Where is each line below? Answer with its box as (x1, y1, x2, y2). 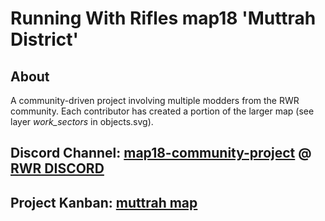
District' (10, 28, 80, 51)
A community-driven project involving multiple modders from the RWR (10, 95, 300, 106)
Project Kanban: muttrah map (10, 194, 198, 211)
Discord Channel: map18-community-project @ (10, 145, 312, 162)
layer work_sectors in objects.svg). (10, 116, 154, 127)
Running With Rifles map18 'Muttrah (10, 7, 317, 30)
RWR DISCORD (10, 160, 105, 177)
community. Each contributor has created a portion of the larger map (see (10, 105, 315, 117)
